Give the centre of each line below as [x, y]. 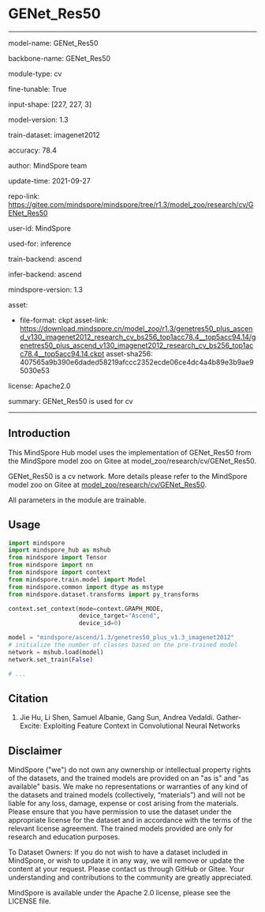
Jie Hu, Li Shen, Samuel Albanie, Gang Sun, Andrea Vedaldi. [117, 718]
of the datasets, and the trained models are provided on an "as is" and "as [129, 778]
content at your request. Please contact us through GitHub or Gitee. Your [126, 869]
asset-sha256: [130, 353]
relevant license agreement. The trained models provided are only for [121, 829]
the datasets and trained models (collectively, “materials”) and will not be [127, 795]
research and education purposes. [64, 837]
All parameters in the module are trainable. [77, 499]
